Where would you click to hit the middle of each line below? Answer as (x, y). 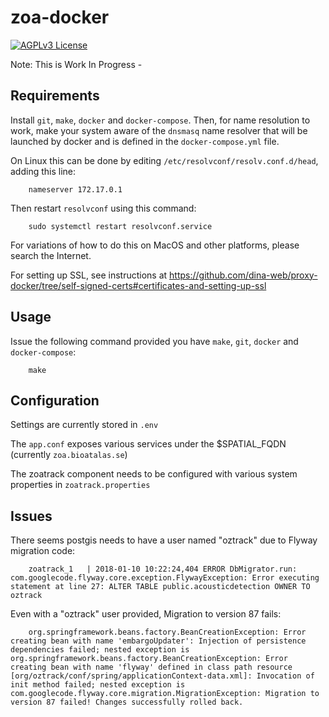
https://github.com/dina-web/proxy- (243, 275)
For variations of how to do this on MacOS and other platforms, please (155, 245)
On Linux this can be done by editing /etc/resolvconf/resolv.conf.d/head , (164, 160)
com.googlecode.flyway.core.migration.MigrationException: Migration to (165, 694)
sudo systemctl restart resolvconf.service (120, 226)
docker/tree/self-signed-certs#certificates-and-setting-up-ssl (138, 285)
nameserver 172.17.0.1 (75, 189)
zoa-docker (60, 17)
